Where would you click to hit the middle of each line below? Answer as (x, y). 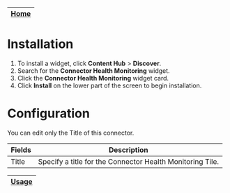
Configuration (49, 114)
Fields (21, 150)
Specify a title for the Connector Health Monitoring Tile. (129, 161)
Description (128, 150)
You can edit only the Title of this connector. (71, 133)
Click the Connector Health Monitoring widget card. (93, 78)
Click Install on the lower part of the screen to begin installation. (109, 85)
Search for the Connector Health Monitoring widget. (93, 70)
